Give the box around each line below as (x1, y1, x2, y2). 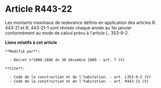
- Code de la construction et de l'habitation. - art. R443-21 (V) (9, 79, 149, 84)
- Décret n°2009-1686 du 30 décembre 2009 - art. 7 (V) (9, 57, 125, 62)
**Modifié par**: (5, 49, 40, 54)
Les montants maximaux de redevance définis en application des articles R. (5, 20, 157, 25)
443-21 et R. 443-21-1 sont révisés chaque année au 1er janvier (5, 24, 132, 30)
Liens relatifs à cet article (5, 39, 57, 45)
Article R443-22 (5, 3, 72, 15)
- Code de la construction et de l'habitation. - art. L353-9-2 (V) (9, 74, 151, 79)
